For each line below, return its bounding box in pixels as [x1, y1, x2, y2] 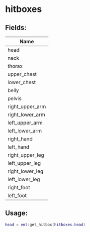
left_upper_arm [7, 119, 43, 126]
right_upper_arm [7, 103, 46, 110]
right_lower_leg [7, 168, 44, 175]
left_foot [7, 192, 27, 199]
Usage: [5, 209, 28, 218]
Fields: [5, 23, 27, 32]
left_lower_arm [7, 127, 42, 134]
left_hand [7, 143, 30, 150]
